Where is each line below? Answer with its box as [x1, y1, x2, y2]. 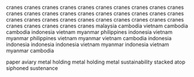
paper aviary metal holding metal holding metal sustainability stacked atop [6, 58, 186, 65]
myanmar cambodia [6, 47, 55, 54]
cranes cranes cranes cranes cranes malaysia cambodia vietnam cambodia [6, 22, 189, 29]
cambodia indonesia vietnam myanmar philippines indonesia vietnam [6, 29, 173, 36]
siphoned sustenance [6, 65, 59, 71]
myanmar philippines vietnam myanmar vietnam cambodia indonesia [6, 35, 172, 41]
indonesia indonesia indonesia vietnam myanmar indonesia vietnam [6, 41, 169, 48]
